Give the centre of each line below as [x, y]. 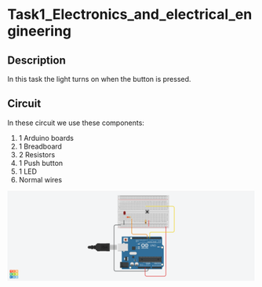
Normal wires [40, 179]
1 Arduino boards [46, 138]
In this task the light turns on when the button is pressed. [99, 79]
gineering [40, 31]
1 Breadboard [40, 146]
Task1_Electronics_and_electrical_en [130, 15]
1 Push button [41, 163]
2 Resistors [37, 154]
